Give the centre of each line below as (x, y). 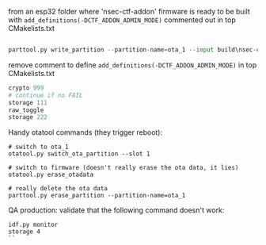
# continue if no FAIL (46, 95)
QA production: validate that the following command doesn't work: (116, 210)
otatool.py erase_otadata (51, 175)
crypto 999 (26, 88)
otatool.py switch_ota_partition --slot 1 (79, 154)
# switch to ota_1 (38, 147)
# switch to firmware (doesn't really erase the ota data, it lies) (123, 168)
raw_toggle (26, 110)
